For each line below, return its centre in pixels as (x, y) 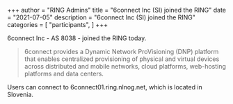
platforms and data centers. (64, 73)
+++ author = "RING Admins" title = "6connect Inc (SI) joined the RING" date (117, 10)
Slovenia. (20, 94)
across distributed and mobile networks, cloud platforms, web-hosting (125, 66)
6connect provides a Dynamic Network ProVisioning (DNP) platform (121, 52)
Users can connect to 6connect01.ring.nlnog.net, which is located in (105, 87)
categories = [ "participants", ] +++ (57, 25)
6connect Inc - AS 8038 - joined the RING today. (77, 38)
